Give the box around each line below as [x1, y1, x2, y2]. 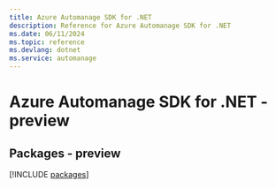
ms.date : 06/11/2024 [9, 29, 86, 38]
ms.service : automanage [9, 54, 97, 63]
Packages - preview [9, 146, 121, 161]
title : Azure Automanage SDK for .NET [9, 12, 152, 22]
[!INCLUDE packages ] [9, 169, 89, 179]
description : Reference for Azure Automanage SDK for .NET [9, 21, 232, 30]
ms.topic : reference [9, 37, 86, 47]
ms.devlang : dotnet [9, 46, 81, 55]
